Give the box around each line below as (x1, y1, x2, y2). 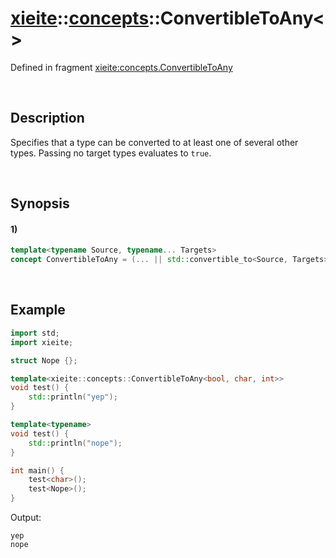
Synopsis (10, 195, 70, 212)
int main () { (10, 465, 65, 476)
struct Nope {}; (10, 355, 78, 366)
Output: (10, 512, 42, 524)
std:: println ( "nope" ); (28, 438, 123, 448)
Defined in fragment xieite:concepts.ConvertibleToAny (10, 61, 233, 73)
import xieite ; (10, 337, 74, 347)
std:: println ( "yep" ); (28, 392, 118, 402)
